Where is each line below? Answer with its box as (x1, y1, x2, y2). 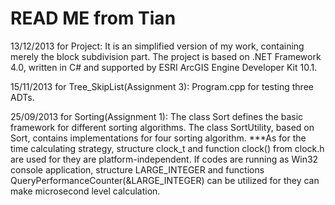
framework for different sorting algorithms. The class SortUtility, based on (10, 121, 315, 133)
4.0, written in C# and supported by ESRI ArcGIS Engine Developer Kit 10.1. (10, 61, 318, 73)
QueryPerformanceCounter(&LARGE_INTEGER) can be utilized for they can (10, 174, 320, 186)
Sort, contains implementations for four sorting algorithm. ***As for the (10, 132, 307, 144)
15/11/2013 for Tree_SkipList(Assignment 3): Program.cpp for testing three (10, 80, 314, 92)
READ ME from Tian (10, 7, 177, 30)
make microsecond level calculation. (10, 185, 161, 197)
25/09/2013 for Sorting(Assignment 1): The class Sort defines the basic (10, 110, 304, 122)
